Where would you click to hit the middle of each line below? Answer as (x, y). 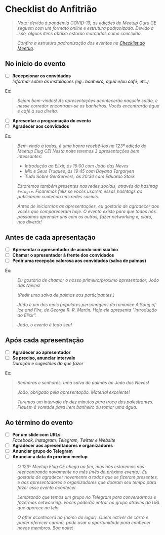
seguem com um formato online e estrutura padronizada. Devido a (85, 28)
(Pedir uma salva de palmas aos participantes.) (66, 295)
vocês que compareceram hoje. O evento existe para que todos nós (86, 211)
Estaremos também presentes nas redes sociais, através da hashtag (87, 186)
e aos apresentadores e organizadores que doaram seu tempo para (87, 482)
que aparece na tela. (39, 508)
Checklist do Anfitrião (51, 9)
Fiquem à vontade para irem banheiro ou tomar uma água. (77, 407)
